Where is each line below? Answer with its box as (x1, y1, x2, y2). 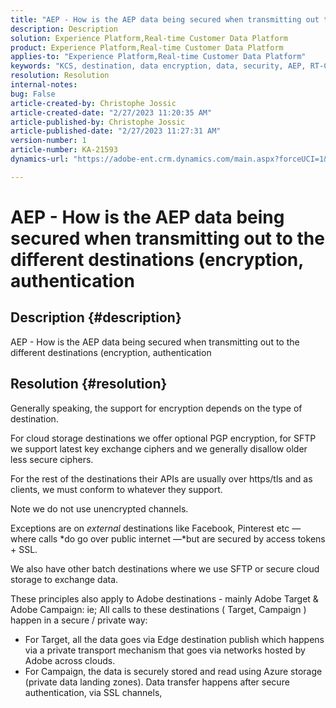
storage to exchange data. (10, 573, 119, 585)
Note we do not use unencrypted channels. (10, 502, 189, 515)
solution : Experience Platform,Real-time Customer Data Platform (10, 33, 288, 43)
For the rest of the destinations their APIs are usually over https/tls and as (10, 472, 313, 485)
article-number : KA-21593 (10, 145, 118, 155)
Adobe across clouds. (24, 654, 116, 666)
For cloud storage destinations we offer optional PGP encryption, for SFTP (10, 432, 317, 444)
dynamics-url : (10, 154, 70, 164)
